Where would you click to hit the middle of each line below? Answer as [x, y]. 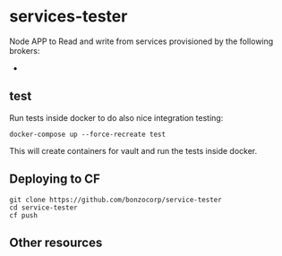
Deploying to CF [55, 179]
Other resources [56, 242]
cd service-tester [43, 208]
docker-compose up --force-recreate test [88, 134]
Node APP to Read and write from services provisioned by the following [141, 41]
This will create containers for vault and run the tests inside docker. [133, 150]
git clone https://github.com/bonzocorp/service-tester [115, 200]
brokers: [25, 50]
